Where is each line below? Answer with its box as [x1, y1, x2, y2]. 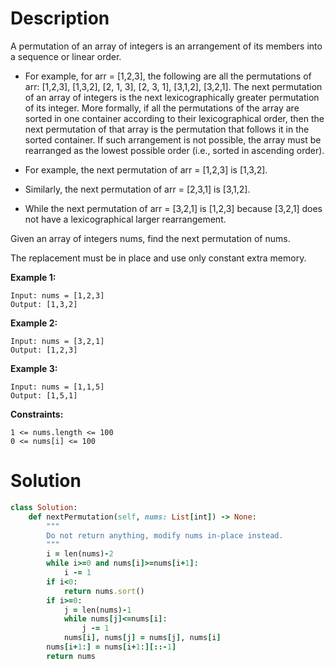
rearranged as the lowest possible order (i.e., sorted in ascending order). [24, 144, 325, 156]
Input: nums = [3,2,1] [10, 336, 105, 346]
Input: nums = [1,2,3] [10, 290, 105, 301]
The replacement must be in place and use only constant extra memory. [10, 252, 307, 264]
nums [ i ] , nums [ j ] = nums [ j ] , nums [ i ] [63, 633, 222, 643]
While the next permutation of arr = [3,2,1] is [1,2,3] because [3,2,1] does [24, 202, 323, 214]
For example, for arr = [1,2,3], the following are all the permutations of [24, 70, 312, 82]
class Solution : [10, 502, 78, 512]
